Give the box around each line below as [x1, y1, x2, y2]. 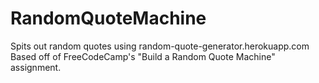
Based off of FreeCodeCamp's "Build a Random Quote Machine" [10, 50, 276, 62]
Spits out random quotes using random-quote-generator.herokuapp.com [10, 40, 310, 52]
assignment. [10, 61, 62, 73]
